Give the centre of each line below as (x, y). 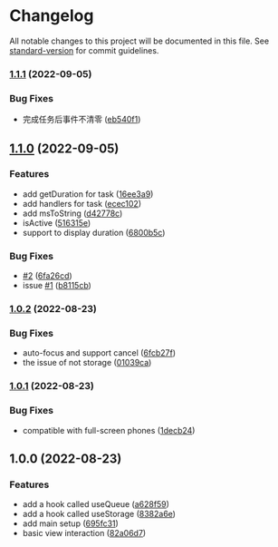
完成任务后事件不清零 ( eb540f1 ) (81, 120)
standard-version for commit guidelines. (84, 50)
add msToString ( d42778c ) (72, 213)
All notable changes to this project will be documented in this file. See (139, 41)
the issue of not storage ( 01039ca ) (87, 363)
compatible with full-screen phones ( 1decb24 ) (109, 430)
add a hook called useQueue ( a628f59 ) (96, 504)
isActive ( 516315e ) (57, 222)
